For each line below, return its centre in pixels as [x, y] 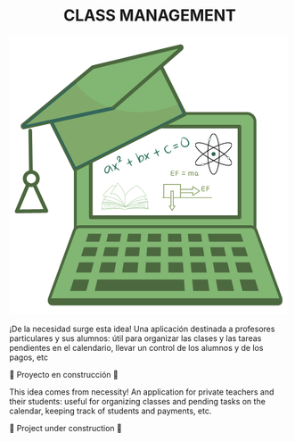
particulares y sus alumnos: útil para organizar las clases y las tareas [135, 338]
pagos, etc [29, 357]
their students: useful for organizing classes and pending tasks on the [137, 401]
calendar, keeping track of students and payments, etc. [111, 411]
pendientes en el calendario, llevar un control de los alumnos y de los [136, 347]
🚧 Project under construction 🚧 [66, 428]
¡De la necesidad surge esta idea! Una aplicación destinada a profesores [142, 329]
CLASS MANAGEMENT [150, 16]
